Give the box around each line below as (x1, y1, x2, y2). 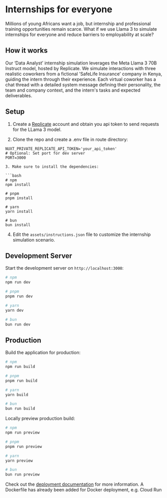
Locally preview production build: (5, 416, 75, 422)
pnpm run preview (5, 444, 42, 449)
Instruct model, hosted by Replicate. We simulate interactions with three (5, 65, 156, 71)
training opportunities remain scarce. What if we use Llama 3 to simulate (5, 26, 157, 32)
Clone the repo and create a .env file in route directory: (12, 136, 128, 142)
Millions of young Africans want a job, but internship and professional (5, 20, 151, 27)
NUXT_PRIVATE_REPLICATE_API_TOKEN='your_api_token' (5, 146, 117, 151)
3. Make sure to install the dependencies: (5, 164, 99, 169)
